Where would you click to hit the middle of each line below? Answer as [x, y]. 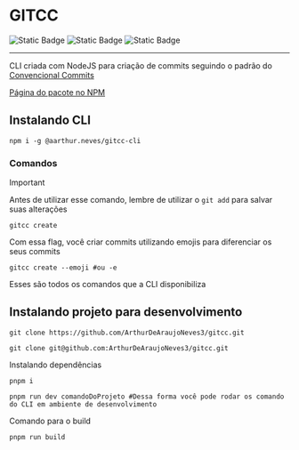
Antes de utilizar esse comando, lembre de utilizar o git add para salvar [141, 200]
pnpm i [21, 381]
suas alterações [38, 209]
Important [27, 182]
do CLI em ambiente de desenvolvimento [83, 404]
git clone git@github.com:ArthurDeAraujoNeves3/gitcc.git [119, 348]
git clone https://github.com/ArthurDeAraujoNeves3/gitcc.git [127, 333]
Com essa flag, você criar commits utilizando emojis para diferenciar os [141, 242]
